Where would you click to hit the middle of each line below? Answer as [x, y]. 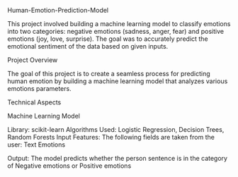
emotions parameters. [40, 88]
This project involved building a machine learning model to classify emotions [119, 24]
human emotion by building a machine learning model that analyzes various [118, 81]
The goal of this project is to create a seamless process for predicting [109, 74]
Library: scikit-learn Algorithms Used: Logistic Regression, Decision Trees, [116, 129]
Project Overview [33, 60]
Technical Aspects [34, 102]
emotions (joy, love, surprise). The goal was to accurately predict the [108, 39]
